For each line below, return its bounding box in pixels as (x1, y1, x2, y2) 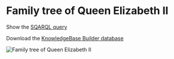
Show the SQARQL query (6, 23, 67, 30)
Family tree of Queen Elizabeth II (6, 4, 169, 18)
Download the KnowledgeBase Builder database (6, 34, 124, 41)
